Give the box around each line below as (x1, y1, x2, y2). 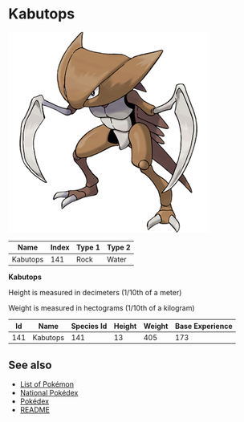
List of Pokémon (19, 379, 75, 389)
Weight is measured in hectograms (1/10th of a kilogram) (8, 303, 195, 313)
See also (8, 358, 52, 371)
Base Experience (175, 321, 233, 331)
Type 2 (107, 242, 131, 253)
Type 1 (75, 242, 100, 253)
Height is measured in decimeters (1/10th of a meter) (8, 288, 182, 298)
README (19, 405, 51, 415)
